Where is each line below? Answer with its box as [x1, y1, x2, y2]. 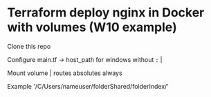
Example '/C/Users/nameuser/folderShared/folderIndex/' [7, 82, 169, 90]
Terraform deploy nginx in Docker [7, 5, 205, 21]
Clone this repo [7, 42, 51, 50]
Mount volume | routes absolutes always [7, 69, 122, 77]
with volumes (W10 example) [7, 19, 178, 35]
